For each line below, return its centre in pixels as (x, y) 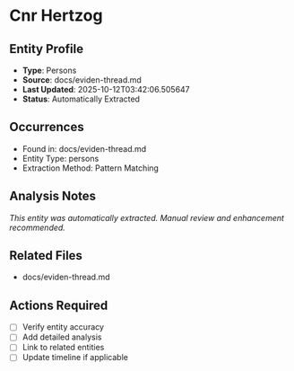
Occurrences (47, 127)
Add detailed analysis (62, 337)
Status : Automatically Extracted (81, 99)
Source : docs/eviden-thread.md (82, 80)
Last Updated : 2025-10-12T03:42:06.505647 (106, 89)
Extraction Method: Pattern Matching (91, 168)
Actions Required (59, 305)
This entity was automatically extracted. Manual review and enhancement (147, 217)
